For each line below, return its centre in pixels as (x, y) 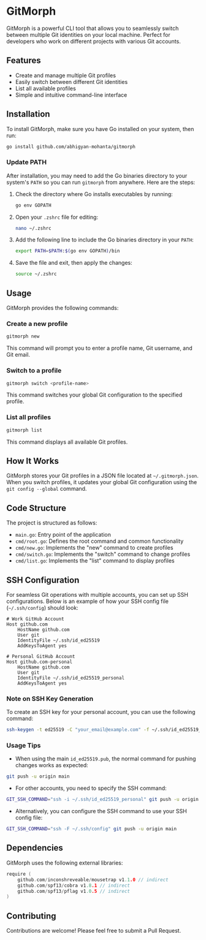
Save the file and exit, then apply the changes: (74, 263)
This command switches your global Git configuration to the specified (94, 395)
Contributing (31, 916)
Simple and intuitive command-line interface (71, 95)
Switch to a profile (34, 371)
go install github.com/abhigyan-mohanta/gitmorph (71, 146)
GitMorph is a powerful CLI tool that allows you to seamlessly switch (93, 28)
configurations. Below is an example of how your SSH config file (87, 601)
